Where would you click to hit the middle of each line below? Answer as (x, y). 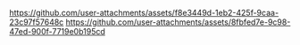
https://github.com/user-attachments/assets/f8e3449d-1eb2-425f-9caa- (144, 13)
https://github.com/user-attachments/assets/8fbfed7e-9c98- (178, 22)
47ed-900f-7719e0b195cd (57, 31)
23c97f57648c (37, 22)
